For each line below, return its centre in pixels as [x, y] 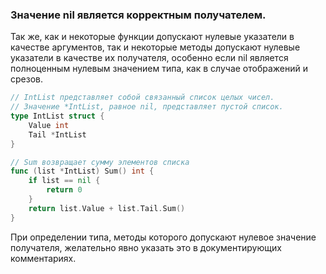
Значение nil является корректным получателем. [138, 15]
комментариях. [43, 258]
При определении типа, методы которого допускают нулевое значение [163, 237]
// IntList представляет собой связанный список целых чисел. [142, 98]
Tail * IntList [57, 134]
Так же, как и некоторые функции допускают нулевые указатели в [152, 37]
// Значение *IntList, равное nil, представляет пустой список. [147, 107]
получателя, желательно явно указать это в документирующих [146, 247]
